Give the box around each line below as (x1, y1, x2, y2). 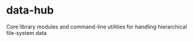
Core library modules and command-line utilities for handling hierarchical (6, 23, 188, 30)
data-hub (6, 4, 54, 17)
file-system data (6, 29, 47, 36)
